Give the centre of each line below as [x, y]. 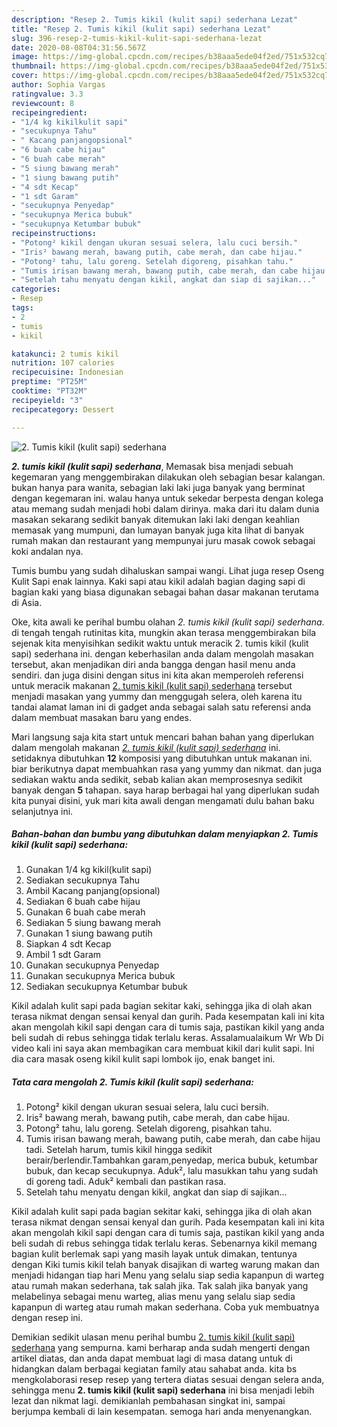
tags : [22, 308]
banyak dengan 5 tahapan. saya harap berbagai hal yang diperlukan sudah [165, 790]
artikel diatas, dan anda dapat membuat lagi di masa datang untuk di [152, 1358]
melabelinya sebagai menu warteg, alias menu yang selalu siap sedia [153, 1297]
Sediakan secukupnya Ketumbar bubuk [106, 987]
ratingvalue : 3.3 [47, 94]
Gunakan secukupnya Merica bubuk [100, 976]
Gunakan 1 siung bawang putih [89, 933]
